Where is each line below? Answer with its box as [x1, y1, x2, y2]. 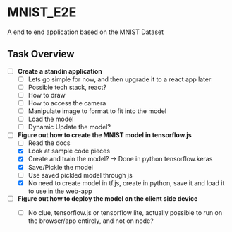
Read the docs [28, 139, 71, 147]
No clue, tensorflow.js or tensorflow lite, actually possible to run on [28, 208, 223, 216]
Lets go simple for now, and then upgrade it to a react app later [28, 75, 212, 83]
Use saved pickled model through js [28, 170, 133, 179]
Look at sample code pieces [28, 146, 111, 156]
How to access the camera [28, 99, 106, 107]
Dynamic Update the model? [28, 123, 111, 132]
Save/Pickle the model [28, 163, 94, 171]
